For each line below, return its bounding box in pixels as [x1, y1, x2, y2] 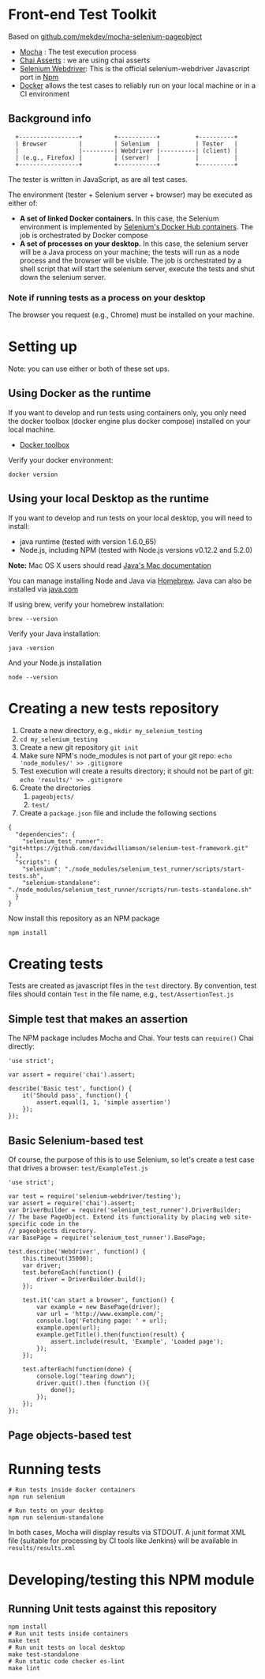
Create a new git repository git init [19, 742, 139, 752]
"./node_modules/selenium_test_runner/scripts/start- [64, 864, 245, 873]
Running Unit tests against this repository [8, 1602, 217, 1616]
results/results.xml [8, 1545, 77, 1552]
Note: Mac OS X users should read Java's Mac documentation [8, 560, 211, 570]
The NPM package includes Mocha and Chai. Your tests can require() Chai [8, 1034, 254, 1043]
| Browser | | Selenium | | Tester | [15, 140, 238, 148]
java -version [8, 644, 55, 652]
